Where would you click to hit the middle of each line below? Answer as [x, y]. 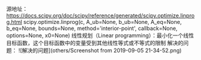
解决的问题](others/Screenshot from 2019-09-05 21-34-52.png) [102, 50]
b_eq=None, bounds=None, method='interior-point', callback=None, [92, 28]
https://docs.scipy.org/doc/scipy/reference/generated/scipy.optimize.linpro [101, 16]
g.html [14, 22]
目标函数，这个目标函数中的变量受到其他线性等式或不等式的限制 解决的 [95, 43]
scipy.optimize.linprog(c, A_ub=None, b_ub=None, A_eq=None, [103, 22]
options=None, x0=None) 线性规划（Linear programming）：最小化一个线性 [100, 35]
